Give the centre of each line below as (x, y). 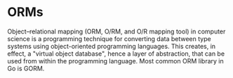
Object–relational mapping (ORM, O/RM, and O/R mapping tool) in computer (116, 31)
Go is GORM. (26, 68)
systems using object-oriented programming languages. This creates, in (112, 46)
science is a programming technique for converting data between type (109, 38)
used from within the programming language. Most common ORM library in (116, 61)
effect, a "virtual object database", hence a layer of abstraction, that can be (116, 54)
